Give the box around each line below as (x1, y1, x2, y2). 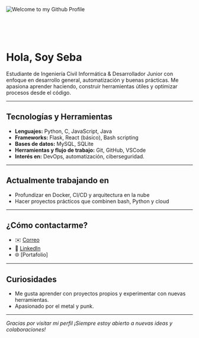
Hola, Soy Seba (6, 50, 82, 64)
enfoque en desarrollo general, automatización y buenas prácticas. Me (6, 76, 179, 84)
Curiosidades (6, 274, 57, 284)
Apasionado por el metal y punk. (14, 302, 94, 310)
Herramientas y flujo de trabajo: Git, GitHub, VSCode (14, 146, 146, 154)
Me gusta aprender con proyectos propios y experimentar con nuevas (14, 290, 186, 297)
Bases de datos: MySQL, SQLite (14, 140, 94, 147)
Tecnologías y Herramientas (6, 112, 113, 122)
